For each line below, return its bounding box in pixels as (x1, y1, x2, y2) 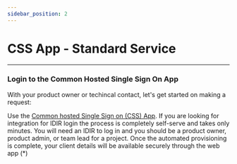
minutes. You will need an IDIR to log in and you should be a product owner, (7, 126, 227, 134)
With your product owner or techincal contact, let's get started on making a (7, 90, 226, 99)
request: (7, 98, 32, 106)
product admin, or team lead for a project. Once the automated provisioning (7, 134, 227, 142)
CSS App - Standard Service (7, 40, 176, 56)
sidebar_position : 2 (7, 10, 68, 18)
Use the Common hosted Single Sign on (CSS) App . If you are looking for (7, 111, 219, 120)
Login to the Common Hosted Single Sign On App (7, 75, 178, 84)
